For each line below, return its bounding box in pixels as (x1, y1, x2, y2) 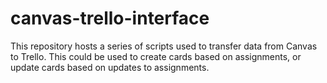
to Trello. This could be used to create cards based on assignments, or (10, 50, 302, 62)
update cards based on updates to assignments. (10, 61, 210, 73)
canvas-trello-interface (10, 7, 210, 30)
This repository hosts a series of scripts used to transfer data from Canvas (10, 40, 318, 52)
